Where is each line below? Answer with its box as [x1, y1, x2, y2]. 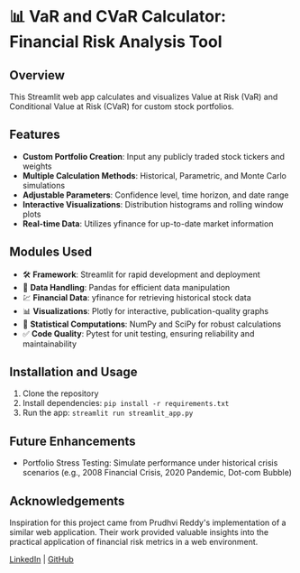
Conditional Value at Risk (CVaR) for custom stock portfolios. [9, 101, 234, 112]
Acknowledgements [9, 493, 125, 509]
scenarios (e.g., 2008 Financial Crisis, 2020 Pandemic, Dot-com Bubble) [22, 467, 293, 478]
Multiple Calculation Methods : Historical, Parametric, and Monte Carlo [22, 170, 286, 180]
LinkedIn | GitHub [9, 554, 74, 565]
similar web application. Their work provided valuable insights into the [9, 527, 268, 538]
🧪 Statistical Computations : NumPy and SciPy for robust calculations [22, 319, 282, 329]
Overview [9, 68, 66, 83]
